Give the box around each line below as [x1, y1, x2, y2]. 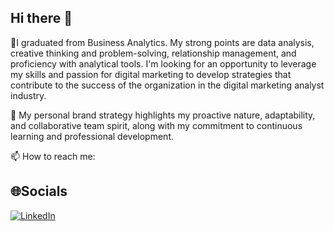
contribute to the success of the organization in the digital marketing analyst [10, 79, 325, 91]
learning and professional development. [10, 130, 174, 142]
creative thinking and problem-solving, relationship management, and [10, 47, 297, 59]
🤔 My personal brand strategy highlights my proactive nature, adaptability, [10, 109, 316, 121]
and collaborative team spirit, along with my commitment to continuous [10, 119, 303, 131]
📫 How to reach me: [10, 150, 96, 162]
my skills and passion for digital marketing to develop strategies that [10, 68, 292, 80]
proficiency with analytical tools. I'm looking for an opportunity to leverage [10, 57, 317, 70]
